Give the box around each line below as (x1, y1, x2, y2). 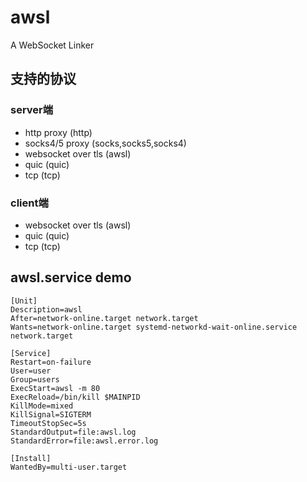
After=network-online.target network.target (10, 313, 199, 323)
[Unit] (10, 296, 38, 306)
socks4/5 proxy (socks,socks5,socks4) (24, 137, 187, 149)
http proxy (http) (24, 126, 93, 138)
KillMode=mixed (10, 401, 74, 411)
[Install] (10, 453, 52, 463)
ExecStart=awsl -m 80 (10, 383, 101, 393)
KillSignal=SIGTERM (10, 409, 92, 420)
